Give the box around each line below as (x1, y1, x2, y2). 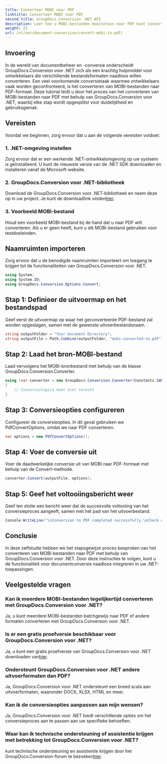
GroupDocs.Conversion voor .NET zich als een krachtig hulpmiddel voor (5, 67, 153, 73)
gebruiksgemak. (5, 104, 38, 110)
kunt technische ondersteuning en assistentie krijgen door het (5, 748, 132, 754)
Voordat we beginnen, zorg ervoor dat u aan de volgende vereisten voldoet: (5, 132, 160, 138)
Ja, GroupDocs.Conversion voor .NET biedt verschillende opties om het (5, 713, 152, 719)
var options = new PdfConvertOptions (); (5, 434, 90, 439)
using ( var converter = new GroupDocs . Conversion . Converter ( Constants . (5, 378, 157, 383)
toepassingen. (5, 566, 35, 572)
